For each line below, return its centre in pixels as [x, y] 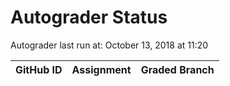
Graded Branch [177, 69]
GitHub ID [39, 69]
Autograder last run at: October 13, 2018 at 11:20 [109, 45]
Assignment [101, 69]
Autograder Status [89, 17]
